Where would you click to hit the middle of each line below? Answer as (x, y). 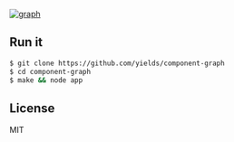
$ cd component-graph (50, 71)
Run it (26, 42)
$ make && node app (46, 80)
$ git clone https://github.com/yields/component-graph (117, 63)
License (32, 108)
